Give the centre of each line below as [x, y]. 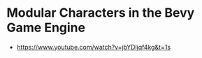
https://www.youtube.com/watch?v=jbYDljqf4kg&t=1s [94, 47]
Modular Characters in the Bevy [101, 13]
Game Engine [46, 28]
